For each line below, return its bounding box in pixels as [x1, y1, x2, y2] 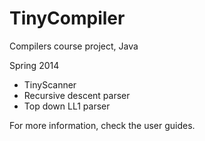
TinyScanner [23, 78, 77, 91]
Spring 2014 [9, 59, 60, 71]
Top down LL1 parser [23, 100, 111, 112]
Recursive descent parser [23, 89, 131, 101]
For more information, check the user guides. [9, 119, 196, 131]
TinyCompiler [9, 7, 126, 30]
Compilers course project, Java [9, 40, 139, 52]
